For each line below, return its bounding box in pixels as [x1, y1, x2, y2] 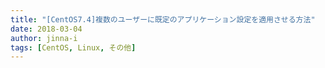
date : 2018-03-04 [10, 24, 83, 34]
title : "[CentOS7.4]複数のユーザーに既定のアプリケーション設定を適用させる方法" [10, 14, 316, 25]
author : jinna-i [10, 33, 78, 43]
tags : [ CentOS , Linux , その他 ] [10, 42, 137, 53]
